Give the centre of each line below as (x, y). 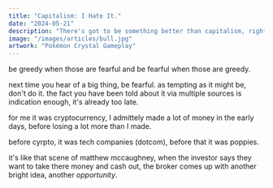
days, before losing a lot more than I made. (80, 126)
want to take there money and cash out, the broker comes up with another (133, 166)
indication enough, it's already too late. (74, 102)
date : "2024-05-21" (41, 23)
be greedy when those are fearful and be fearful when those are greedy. (130, 69)
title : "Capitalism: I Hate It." (65, 16)
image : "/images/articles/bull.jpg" (70, 38)
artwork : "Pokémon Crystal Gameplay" (72, 46)
